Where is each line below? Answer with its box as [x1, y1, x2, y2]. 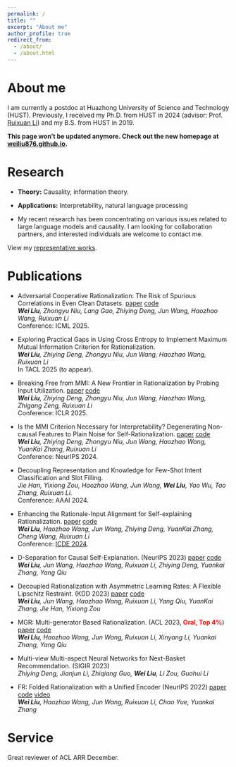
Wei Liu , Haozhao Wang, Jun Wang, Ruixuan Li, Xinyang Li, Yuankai [17, 632, 217, 642]
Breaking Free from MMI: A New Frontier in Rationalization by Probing [17, 379, 220, 387]
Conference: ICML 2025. [17, 321, 89, 330]
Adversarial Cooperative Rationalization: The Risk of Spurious [17, 291, 197, 300]
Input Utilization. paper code [17, 386, 101, 395]
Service [7, 730, 54, 746]
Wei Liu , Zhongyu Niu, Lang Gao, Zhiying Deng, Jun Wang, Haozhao [17, 306, 218, 314]
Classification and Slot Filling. [17, 473, 104, 481]
